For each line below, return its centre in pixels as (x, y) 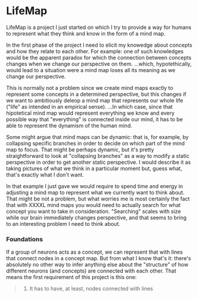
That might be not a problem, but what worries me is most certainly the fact (98, 199)
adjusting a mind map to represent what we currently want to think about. (95, 192)
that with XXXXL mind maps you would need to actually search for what (93, 205)
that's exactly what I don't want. (45, 174)
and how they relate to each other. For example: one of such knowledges (95, 51)
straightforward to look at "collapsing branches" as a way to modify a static (98, 156)
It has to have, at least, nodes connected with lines (91, 289)
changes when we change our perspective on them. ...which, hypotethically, (99, 64)
